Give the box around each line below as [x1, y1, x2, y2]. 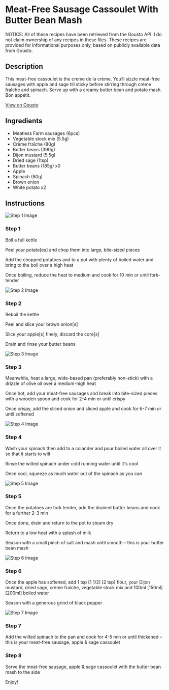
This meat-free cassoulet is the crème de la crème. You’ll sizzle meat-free [5, 75, 160, 82]
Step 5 [5, 493, 22, 500]
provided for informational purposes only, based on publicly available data [5, 42, 161, 48]
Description [5, 62, 43, 71]
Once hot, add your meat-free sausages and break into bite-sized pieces [5, 391, 158, 397]
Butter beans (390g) [12, 146, 55, 152]
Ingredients [5, 117, 43, 125]
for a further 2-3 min [5, 510, 48, 516]
